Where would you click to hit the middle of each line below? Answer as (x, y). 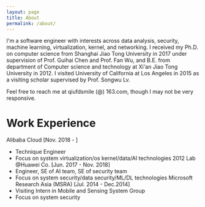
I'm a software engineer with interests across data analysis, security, (93, 41)
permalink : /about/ (31, 23)
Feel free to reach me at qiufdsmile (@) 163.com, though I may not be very (100, 92)
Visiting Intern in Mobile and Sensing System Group (80, 191)
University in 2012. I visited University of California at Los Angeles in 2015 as (103, 73)
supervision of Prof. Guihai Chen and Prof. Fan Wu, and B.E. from (88, 60)
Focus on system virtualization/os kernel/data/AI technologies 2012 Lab (105, 158)
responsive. (21, 98)
